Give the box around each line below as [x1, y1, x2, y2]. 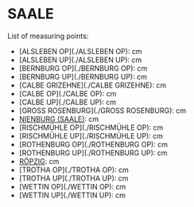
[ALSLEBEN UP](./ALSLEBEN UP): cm [18, 55, 142, 64]
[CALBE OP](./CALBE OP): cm [18, 88, 117, 98]
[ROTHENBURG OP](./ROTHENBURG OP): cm [18, 139, 169, 149]
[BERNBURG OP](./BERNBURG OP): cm [18, 63, 148, 72]
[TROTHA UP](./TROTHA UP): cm [18, 173, 129, 183]
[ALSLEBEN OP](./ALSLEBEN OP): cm [18, 46, 142, 56]
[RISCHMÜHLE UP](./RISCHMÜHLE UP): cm [18, 131, 164, 140]
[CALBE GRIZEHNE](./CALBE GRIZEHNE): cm [18, 80, 167, 90]
